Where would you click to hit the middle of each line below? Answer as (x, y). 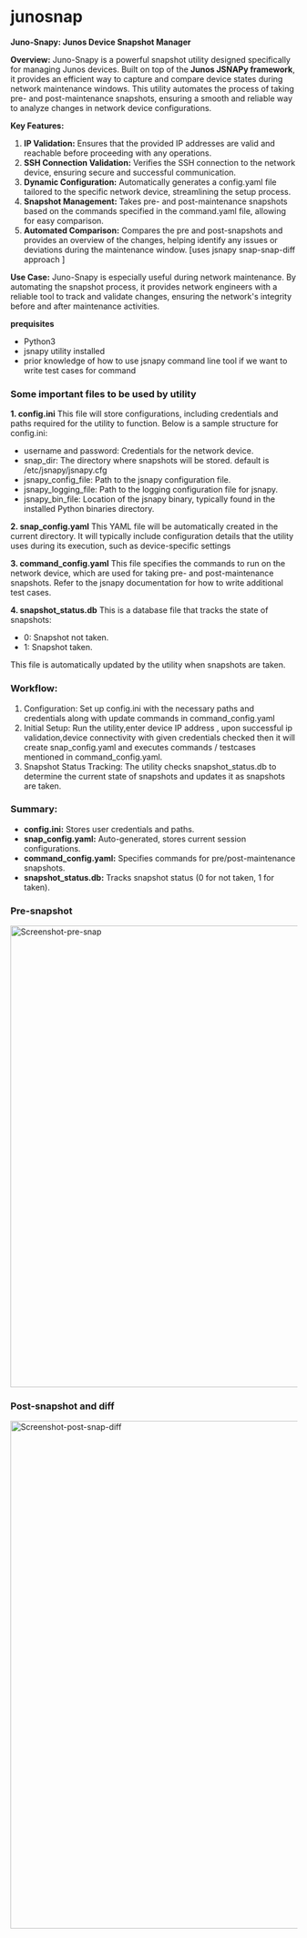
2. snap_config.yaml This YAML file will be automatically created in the (144, 526)
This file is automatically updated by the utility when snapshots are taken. (148, 665)
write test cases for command (79, 370)
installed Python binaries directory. (89, 509)
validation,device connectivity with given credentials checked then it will (159, 737)
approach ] (44, 259)
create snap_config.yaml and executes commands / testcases (139, 747)
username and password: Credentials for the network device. (138, 451)
